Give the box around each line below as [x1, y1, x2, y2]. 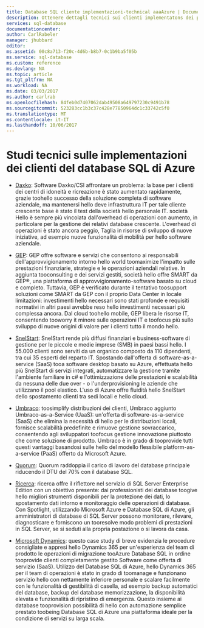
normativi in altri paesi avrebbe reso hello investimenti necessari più [15, 303, 185, 311]
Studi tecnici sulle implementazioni [6, 149, 187, 162]
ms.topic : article [6, 71, 53, 77]
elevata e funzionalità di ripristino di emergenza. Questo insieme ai [15, 595, 182, 603]
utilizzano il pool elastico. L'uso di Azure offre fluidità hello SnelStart [15, 386, 185, 393]
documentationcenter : [6, 26, 61, 32]
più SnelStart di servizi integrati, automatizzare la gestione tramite [15, 367, 180, 375]
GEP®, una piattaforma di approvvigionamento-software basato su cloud [15, 278, 197, 285]
